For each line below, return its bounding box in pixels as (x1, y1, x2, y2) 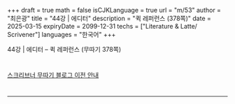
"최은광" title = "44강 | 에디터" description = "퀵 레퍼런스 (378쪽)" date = (7, 14, 211, 22)
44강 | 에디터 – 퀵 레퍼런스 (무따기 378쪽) (7, 45, 121, 53)
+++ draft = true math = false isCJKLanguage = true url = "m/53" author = (7, 6, 222, 14)
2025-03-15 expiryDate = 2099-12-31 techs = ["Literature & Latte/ (7, 22, 198, 30)
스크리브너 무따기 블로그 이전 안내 (7, 71, 99, 80)
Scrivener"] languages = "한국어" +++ (7, 31, 116, 38)
